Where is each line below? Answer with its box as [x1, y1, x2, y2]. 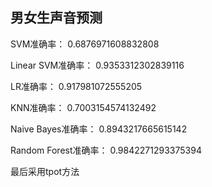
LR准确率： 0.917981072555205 [10, 80, 143, 92]
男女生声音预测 [10, 9, 103, 27]
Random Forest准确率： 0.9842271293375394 [10, 144, 202, 156]
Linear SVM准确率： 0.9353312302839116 [10, 59, 185, 71]
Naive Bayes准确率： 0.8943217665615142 [10, 123, 188, 135]
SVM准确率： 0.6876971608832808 [10, 38, 160, 50]
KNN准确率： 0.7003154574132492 [10, 101, 157, 113]
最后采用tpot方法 [10, 165, 80, 177]
